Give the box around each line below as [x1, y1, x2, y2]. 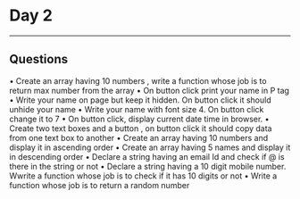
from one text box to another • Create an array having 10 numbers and [9, 132, 269, 143]
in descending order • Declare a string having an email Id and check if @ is [9, 151, 285, 162]
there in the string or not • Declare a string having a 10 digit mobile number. [9, 161, 287, 171]
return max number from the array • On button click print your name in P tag [9, 85, 290, 95]
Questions [9, 52, 69, 67]
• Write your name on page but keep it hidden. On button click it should [9, 95, 271, 105]
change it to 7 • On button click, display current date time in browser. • [9, 113, 270, 124]
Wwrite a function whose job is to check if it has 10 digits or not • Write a [9, 170, 278, 181]
